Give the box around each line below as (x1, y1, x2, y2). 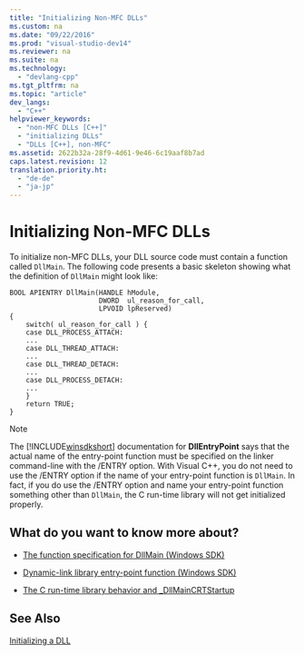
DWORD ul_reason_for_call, (98, 296, 205, 305)
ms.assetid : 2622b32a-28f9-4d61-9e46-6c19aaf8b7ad (9, 148, 205, 157)
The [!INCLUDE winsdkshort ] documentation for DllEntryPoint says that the (9, 442, 290, 452)
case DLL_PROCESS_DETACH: (25, 376, 124, 385)
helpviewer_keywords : (9, 114, 92, 124)
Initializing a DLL (9, 635, 71, 646)
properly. (9, 499, 44, 510)
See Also (9, 610, 61, 627)
